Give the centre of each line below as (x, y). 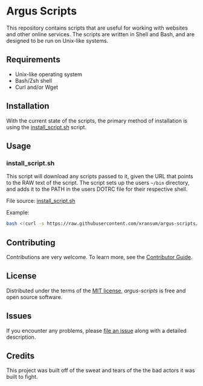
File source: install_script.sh (41, 201)
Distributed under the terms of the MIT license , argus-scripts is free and (96, 291)
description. (21, 337)
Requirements (33, 60)
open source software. (34, 297)
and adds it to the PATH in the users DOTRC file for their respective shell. (97, 189)
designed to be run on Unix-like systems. (57, 40)
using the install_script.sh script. (46, 127)
